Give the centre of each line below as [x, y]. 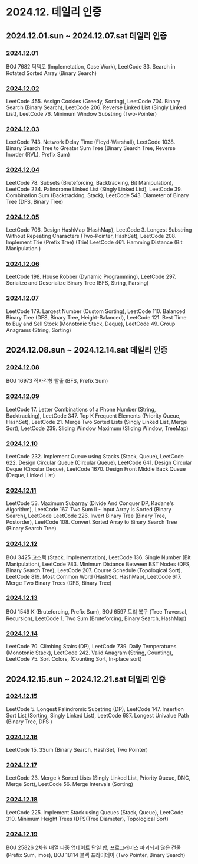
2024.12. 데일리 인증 [54, 12]
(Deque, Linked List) [31, 475]
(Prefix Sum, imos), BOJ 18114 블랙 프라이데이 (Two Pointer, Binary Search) [96, 855]
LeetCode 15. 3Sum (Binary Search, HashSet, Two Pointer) [77, 750]
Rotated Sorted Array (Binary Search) [52, 73]
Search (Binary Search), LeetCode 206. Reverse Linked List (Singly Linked [96, 107]
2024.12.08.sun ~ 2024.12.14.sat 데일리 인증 [87, 350]
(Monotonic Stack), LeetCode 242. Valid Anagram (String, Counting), [90, 653]
